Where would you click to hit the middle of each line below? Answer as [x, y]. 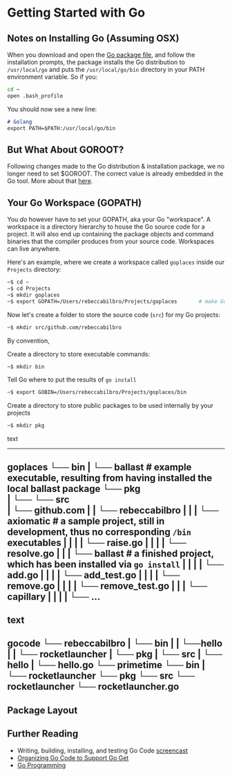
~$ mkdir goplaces [33, 295]
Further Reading [43, 734]
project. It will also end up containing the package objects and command [110, 234]
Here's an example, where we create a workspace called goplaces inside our [116, 262]
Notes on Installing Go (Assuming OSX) [93, 38]
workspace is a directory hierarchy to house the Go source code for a [106, 227]
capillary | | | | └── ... [54, 597]
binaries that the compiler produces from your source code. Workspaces [111, 242]
